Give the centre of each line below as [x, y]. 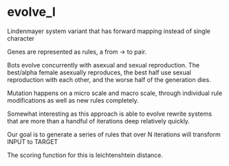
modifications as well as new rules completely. [73, 100]
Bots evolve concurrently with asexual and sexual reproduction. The [103, 65]
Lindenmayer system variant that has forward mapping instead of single [109, 31]
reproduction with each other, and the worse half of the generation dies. [109, 79]
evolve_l [32, 12]
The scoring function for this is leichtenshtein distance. [85, 155]
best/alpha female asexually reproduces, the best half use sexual [99, 72]
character [21, 38]
